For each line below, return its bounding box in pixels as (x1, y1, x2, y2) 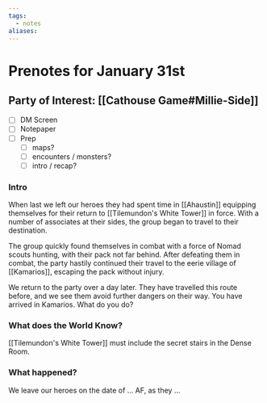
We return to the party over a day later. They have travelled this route (8, 283, 238, 292)
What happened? (8, 367, 77, 378)
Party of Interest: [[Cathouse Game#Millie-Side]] (8, 94, 259, 107)
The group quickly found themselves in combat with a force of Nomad (8, 241, 242, 251)
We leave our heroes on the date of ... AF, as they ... (8, 385, 181, 395)
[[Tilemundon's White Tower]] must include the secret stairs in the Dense (8, 338, 252, 348)
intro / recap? (31, 161, 77, 170)
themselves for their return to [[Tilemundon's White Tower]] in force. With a (8, 208, 260, 218)
